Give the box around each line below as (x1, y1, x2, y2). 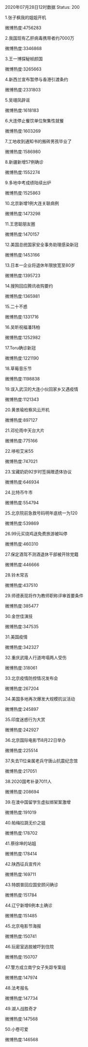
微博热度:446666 (5, 562, 40, 567)
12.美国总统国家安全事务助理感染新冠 (5, 242, 79, 247)
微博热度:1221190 (5, 355, 39, 361)
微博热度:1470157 (5, 231, 40, 237)
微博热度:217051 (5, 768, 37, 774)
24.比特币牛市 (5, 490, 33, 495)
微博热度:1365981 (5, 293, 40, 299)
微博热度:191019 (5, 809, 37, 815)
